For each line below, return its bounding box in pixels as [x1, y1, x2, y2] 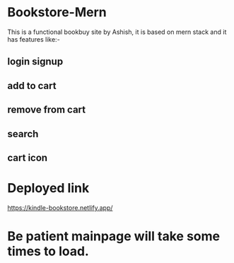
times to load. [7, 243, 90, 259]
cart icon [7, 151, 48, 163]
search [7, 128, 39, 140]
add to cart [7, 79, 57, 92]
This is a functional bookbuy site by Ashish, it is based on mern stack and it [7, 28, 227, 36]
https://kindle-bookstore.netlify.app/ [7, 203, 113, 212]
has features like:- [7, 35, 60, 43]
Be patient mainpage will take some [7, 228, 221, 245]
